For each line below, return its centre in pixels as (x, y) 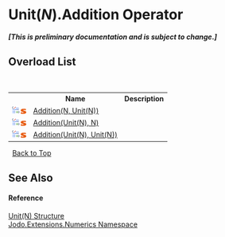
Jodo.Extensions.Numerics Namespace (73, 224)
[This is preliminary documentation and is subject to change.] (112, 37)
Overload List (42, 62)
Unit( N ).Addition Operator (96, 15)
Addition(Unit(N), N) (66, 122)
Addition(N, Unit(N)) (66, 110)
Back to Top (31, 152)
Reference (26, 198)
